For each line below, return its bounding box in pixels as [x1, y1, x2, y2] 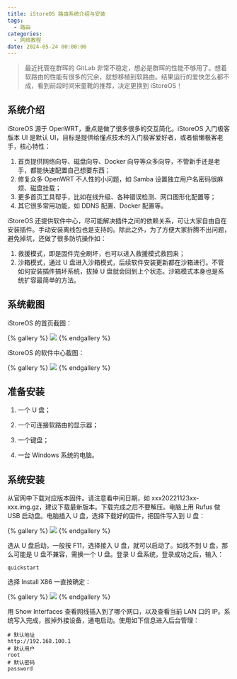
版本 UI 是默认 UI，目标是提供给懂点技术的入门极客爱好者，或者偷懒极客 [7, 133, 218, 142]
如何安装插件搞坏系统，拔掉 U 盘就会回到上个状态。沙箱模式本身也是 [17, 266, 219, 275]
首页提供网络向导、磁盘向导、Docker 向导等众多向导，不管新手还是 [17, 157, 214, 165]
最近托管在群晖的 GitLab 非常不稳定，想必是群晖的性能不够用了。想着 [24, 64, 228, 72]
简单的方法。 [42, 276, 80, 284]
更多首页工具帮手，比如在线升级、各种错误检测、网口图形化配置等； [17, 192, 216, 201]
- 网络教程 [13, 37, 42, 44]
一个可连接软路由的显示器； [17, 421, 99, 430]
